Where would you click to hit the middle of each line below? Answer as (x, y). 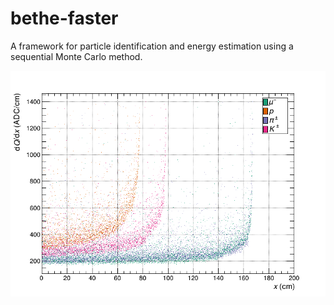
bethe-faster (64, 18)
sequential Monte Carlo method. (76, 56)
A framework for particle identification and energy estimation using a (152, 46)
